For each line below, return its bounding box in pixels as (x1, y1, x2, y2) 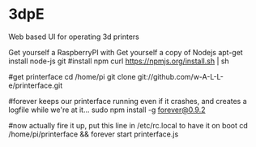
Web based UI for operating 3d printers (8, 32, 139, 41)
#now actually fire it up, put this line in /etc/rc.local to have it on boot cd (8, 120, 249, 130)
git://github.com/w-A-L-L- (137, 71, 224, 81)
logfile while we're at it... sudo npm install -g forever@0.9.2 (8, 105, 206, 115)
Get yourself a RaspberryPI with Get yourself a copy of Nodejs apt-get (8, 47, 243, 57)
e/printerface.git (8, 80, 63, 90)
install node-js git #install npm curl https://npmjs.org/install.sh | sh (8, 56, 229, 66)
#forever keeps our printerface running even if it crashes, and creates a (8, 96, 247, 106)
